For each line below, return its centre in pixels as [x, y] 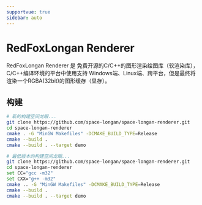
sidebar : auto [24, 18]
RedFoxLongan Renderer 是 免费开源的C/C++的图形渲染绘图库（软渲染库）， [103, 65]
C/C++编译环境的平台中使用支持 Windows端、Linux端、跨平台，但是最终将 [101, 73]
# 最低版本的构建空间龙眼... [38, 156]
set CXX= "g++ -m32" [31, 179]
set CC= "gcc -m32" [30, 173]
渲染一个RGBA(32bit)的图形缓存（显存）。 [58, 81]
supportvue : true [28, 12]
